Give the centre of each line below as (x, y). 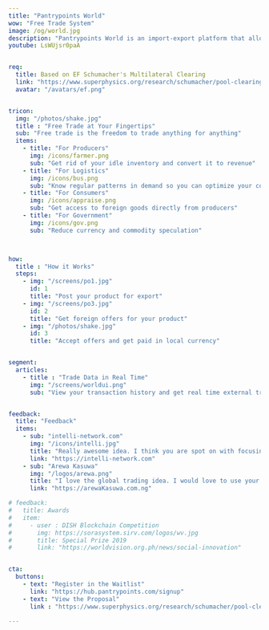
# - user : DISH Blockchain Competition (84, 525)
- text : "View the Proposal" (71, 599)
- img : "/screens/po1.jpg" (68, 282)
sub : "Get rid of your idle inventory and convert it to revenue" (143, 163)
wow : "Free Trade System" (51, 23)
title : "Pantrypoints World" (57, 16)
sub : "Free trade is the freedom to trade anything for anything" (128, 133)
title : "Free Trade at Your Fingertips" (86, 126)
